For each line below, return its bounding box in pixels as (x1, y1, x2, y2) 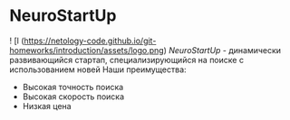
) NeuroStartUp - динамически (163, 44, 282, 55)
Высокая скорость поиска (22, 91, 125, 102)
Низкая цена (22, 100, 72, 111)
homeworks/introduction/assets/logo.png (9, 44, 165, 55)
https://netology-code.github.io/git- (24, 35, 157, 46)
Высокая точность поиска (22, 81, 124, 92)
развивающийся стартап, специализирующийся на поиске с (9, 54, 245, 65)
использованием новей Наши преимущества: (9, 64, 188, 75)
